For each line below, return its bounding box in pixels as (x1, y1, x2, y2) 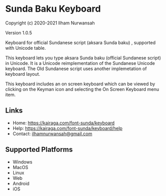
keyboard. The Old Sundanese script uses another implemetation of (5, 66, 147, 72)
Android (12, 180, 29, 186)
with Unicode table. (5, 45, 46, 51)
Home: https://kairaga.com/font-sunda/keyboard (12, 120, 115, 126)
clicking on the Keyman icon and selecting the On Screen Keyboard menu (5, 86, 159, 92)
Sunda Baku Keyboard (5, 3, 101, 15)
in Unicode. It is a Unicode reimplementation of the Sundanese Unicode (5, 60, 155, 66)
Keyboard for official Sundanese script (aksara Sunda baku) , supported (5, 39, 156, 46)
